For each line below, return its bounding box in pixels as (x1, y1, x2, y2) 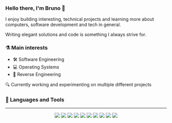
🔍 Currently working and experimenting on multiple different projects (5, 81, 152, 87)
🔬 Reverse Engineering (12, 71, 61, 77)
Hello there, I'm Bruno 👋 (5, 5, 66, 12)
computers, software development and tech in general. (5, 21, 121, 28)
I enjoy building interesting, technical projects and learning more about (5, 16, 155, 22)
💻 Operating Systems (12, 64, 59, 70)
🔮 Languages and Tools (5, 96, 64, 103)
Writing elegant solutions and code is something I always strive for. (5, 32, 147, 38)
